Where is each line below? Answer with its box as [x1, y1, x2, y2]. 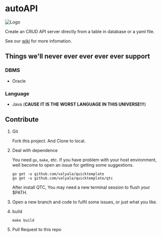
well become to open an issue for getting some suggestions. [12, 162, 134, 168]
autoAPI [5, 3, 38, 14]
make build [12, 218, 35, 223]
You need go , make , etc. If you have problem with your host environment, [12, 157, 157, 163]
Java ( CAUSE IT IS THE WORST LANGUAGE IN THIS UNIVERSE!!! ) [12, 101, 146, 107]
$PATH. [12, 189, 28, 195]
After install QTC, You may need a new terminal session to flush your [12, 184, 150, 190]
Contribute [5, 115, 39, 124]
